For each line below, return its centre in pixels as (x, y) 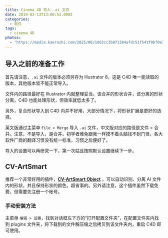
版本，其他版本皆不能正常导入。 (38, 83)
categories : (17, 19)
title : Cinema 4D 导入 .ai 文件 (37, 10)
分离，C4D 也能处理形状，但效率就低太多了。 (52, 100)
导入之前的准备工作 (35, 64)
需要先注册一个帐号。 (40, 192)
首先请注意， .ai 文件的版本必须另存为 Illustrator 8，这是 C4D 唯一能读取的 (82, 77)
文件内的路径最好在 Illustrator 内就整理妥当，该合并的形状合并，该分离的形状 (84, 93)
